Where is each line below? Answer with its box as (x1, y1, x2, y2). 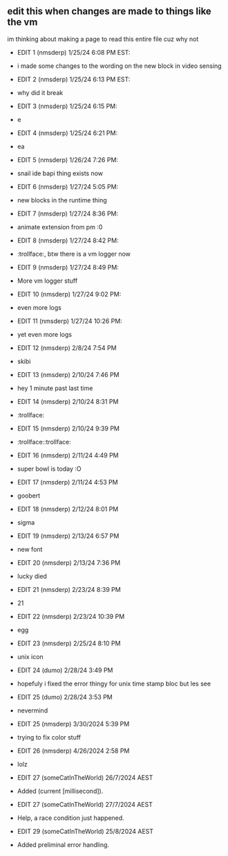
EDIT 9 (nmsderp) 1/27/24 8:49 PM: (17, 263, 119, 271)
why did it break (17, 88, 64, 96)
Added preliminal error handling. (17, 840, 109, 848)
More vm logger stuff (17, 277, 78, 285)
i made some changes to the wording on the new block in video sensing (17, 62, 222, 70)
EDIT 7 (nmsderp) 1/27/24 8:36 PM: (17, 209, 119, 218)
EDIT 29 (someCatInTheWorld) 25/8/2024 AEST (17, 827, 154, 835)
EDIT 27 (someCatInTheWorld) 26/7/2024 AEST (17, 773, 153, 782)
